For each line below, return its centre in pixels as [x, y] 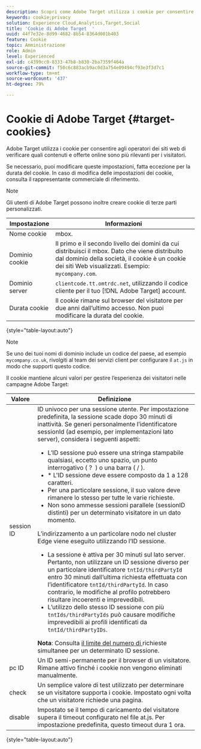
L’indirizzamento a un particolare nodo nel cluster [107, 533]
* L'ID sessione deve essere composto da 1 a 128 [118, 475]
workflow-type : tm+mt [33, 73]
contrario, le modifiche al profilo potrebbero [109, 592]
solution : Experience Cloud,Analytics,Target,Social [73, 23]
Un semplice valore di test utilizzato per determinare [111, 685]
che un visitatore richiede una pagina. [90, 700]
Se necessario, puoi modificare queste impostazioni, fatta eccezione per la [98, 166]
